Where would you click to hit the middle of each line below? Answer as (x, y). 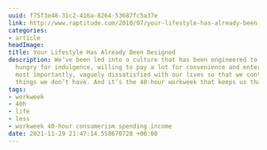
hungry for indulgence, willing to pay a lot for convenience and (128, 67)
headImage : (26, 45)
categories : (28, 30)
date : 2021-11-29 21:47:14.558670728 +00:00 (83, 133)
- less (19, 119)
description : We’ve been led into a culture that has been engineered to (133, 60)
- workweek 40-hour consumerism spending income (90, 126)
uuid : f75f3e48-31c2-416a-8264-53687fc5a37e (83, 15)
